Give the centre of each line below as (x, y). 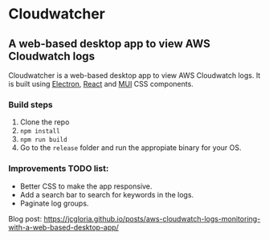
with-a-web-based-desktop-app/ (63, 227)
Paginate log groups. (54, 203)
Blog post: (25, 218)
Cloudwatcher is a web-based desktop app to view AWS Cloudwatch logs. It (134, 75)
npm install (40, 132)
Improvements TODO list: (59, 169)
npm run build (43, 140)
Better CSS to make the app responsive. (86, 186)
